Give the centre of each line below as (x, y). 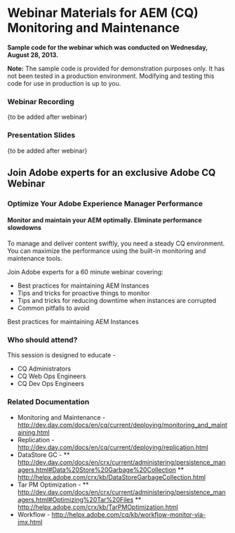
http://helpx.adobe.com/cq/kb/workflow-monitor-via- (129, 514)
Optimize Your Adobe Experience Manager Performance (105, 203)
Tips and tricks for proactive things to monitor (83, 293)
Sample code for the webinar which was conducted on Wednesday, (108, 47)
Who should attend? (42, 340)
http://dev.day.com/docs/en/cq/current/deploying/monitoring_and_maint (122, 425)
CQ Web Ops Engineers (52, 376)
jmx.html (30, 522)
